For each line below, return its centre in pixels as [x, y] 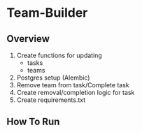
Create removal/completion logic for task [76, 93]
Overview [28, 39]
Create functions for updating [59, 55]
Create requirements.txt [51, 100]
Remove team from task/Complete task [73, 85]
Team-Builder [47, 13]
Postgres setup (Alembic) [53, 78]
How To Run [33, 122]
